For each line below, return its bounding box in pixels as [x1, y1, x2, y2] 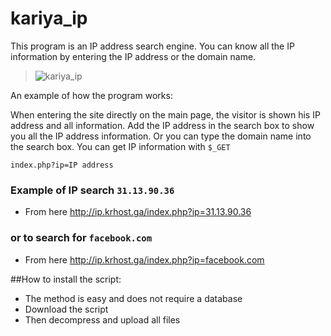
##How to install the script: [10, 273, 122, 285]
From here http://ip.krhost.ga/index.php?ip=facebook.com [24, 253, 265, 266]
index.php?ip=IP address [10, 160, 114, 170]
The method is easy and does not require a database [24, 292, 243, 304]
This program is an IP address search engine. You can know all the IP [10, 40, 295, 52]
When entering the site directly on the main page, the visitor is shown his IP [10, 108, 321, 121]
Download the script [24, 303, 109, 315]
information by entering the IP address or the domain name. [10, 50, 257, 62]
